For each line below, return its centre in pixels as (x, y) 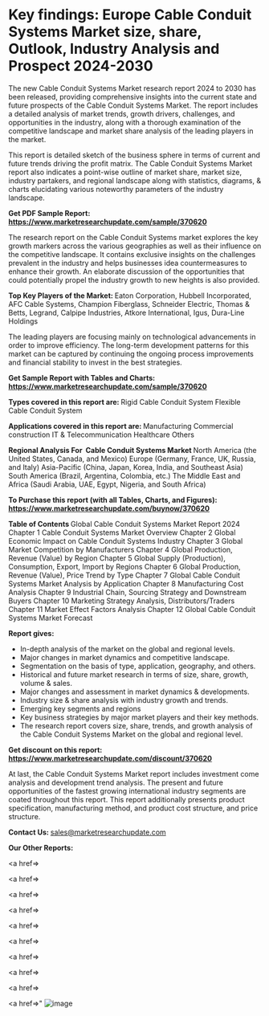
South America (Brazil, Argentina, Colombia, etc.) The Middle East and (124, 475)
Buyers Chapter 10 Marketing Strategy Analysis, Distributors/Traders (122, 601)
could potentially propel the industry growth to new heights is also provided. (134, 280)
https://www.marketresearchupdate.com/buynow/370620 (109, 508)
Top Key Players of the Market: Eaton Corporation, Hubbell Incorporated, (130, 296)
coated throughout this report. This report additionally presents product (126, 799)
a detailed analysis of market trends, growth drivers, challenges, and (122, 113)
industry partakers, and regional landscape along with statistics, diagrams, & (135, 180)
